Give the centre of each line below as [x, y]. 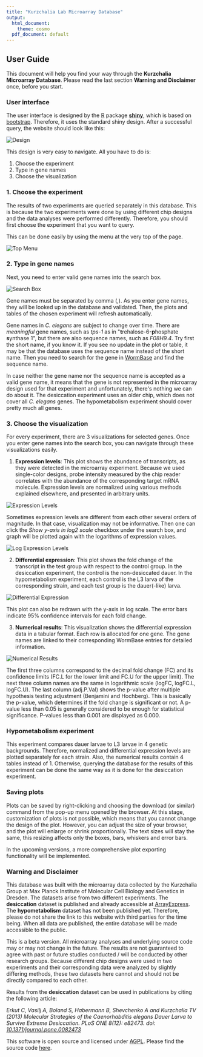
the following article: [32, 999]
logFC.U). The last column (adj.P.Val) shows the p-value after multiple [93, 690]
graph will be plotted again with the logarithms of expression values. [92, 537]
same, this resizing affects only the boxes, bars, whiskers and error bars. [97, 837]
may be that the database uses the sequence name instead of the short [95, 351]
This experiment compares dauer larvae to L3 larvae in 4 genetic [87, 744]
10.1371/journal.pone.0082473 [44, 1030]
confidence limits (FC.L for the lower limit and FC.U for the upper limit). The [100, 677]
